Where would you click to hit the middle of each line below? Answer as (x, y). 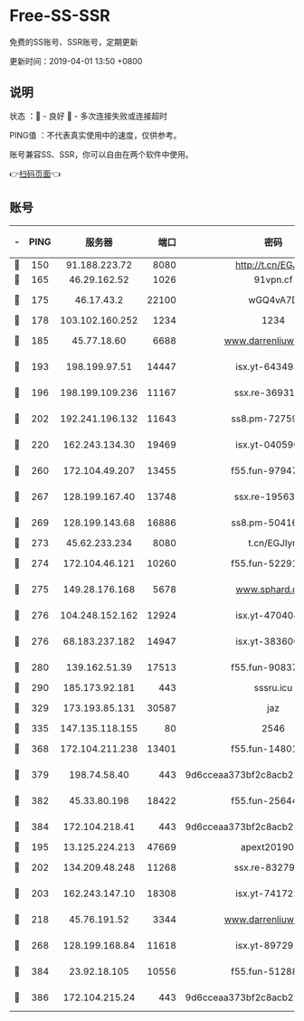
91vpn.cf (273, 279)
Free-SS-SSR (60, 16)
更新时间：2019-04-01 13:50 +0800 (76, 61)
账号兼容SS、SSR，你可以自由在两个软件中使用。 (101, 154)
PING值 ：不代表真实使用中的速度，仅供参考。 (95, 135)
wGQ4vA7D (273, 299)
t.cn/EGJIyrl (273, 543)
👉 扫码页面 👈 (35, 174)
